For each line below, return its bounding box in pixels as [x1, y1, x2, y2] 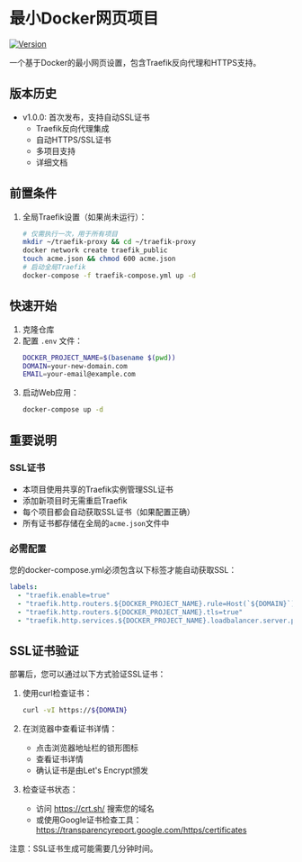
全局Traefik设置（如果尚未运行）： [22, 211, 147, 222]
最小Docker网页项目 [9, 8, 159, 29]
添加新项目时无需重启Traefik [22, 495, 128, 505]
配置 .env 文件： [22, 335, 84, 346]
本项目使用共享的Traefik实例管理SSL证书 [22, 484, 173, 495]
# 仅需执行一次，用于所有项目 [22, 229, 119, 239]
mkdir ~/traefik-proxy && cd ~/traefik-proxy [22, 238, 196, 247]
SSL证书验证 [9, 643, 79, 658]
